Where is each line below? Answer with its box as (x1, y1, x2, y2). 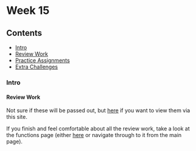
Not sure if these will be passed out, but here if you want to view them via (6, 107, 191, 114)
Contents (6, 28, 42, 38)
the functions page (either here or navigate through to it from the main (6, 132, 182, 139)
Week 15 (6, 4, 50, 18)
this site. (6, 113, 27, 121)
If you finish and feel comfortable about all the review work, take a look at (6, 125, 190, 132)
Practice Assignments (15, 57, 70, 64)
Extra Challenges (15, 63, 58, 70)
